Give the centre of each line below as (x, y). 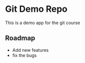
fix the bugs (24, 55)
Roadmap (20, 38)
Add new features (30, 50)
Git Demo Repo (36, 9)
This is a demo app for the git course (43, 23)
